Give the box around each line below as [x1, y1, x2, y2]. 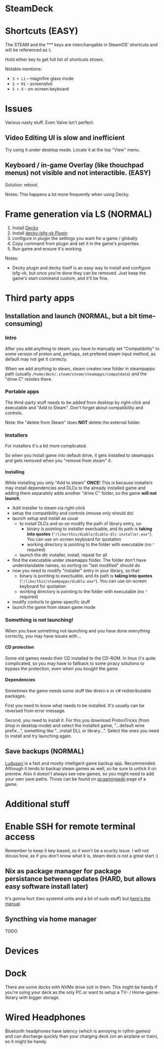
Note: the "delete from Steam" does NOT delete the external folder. [5, 419, 141, 425]
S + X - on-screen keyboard [12, 86, 69, 92]
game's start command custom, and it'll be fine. [12, 275, 109, 281]
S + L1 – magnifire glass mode [12, 76, 74, 82]
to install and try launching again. [5, 733, 72, 739]
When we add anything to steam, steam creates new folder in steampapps [5, 365, 155, 371]
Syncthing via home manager [5, 915, 97, 924]
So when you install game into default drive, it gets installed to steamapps [5, 452, 154, 458]
